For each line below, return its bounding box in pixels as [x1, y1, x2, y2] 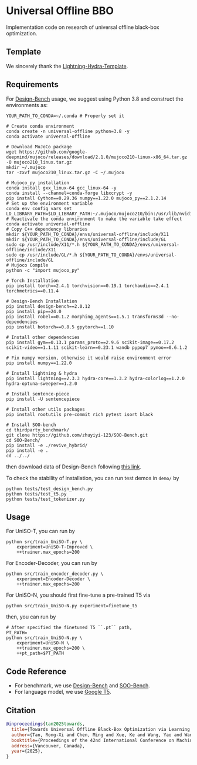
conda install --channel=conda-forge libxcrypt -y [6, 190, 133, 196]
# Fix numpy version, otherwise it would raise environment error [6, 355, 172, 361]
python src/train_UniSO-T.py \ [6, 539, 83, 545]
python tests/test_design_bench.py [6, 485, 93, 492]
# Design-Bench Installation [6, 298, 77, 304]
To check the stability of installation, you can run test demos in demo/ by [6, 474, 179, 481]
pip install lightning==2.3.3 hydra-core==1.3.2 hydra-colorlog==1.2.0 [6, 375, 185, 381]
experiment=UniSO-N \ [16, 640, 69, 646]
